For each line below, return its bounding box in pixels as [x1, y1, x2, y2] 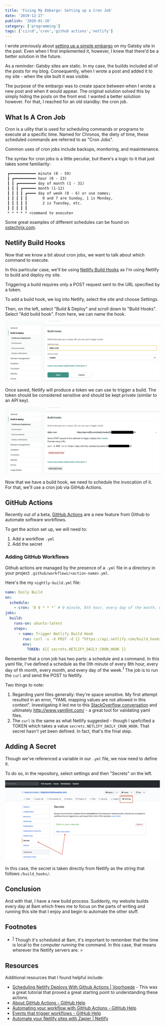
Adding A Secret [5, 742, 56, 751]
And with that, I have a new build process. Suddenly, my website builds [5, 898, 149, 904]
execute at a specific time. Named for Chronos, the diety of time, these [5, 131, 149, 137]
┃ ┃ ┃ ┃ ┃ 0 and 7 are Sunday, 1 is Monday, [7, 195, 113, 201]
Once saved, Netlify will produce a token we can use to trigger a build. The [5, 387, 156, 393]
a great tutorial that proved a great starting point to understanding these [12, 989, 158, 995]
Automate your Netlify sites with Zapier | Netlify [12, 1016, 109, 1022]
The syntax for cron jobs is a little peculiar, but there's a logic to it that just [5, 155, 155, 161]
